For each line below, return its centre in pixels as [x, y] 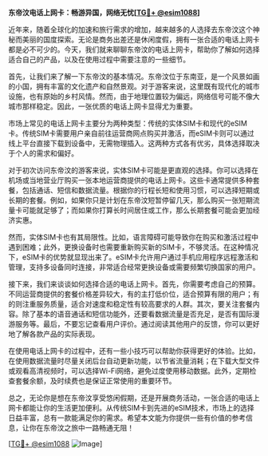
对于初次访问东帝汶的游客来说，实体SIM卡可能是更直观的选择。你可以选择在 [134, 170]
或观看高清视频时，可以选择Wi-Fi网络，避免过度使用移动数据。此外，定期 [129, 371]
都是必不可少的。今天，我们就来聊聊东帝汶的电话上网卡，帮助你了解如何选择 [134, 50]
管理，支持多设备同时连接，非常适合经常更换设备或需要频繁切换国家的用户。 [134, 267]
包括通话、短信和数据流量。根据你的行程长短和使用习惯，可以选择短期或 [141, 190]
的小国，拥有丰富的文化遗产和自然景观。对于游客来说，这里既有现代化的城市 [134, 86]
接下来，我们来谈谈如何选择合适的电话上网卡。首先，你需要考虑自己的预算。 [134, 284]
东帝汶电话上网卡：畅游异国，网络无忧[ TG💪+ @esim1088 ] [104, 12]
